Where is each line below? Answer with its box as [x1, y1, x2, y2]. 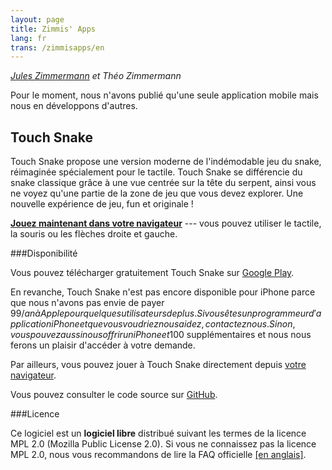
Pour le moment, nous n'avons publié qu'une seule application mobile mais [10, 89, 319, 101]
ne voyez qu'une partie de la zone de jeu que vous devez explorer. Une [10, 187, 304, 200]
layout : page [10, 14, 65, 25]
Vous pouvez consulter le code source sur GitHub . [10, 389, 218, 401]
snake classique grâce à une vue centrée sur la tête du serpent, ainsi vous [10, 177, 317, 189]
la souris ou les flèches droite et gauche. [10, 228, 178, 240]
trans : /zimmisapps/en [10, 42, 105, 53]
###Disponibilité [10, 247, 78, 260]
